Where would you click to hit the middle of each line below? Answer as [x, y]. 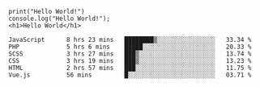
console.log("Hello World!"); [60, 19]
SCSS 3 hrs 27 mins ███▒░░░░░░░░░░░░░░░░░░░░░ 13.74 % [130, 54]
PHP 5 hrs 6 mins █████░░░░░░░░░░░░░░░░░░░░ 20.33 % [130, 47]
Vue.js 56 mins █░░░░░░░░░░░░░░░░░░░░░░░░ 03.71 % [130, 75]
